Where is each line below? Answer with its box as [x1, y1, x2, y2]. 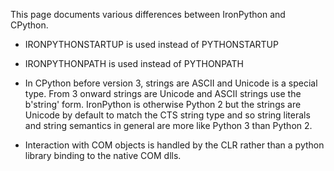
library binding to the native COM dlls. [24, 150, 182, 161]
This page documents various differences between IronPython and [10, 9, 286, 20]
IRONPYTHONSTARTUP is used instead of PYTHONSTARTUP [24, 39, 279, 50]
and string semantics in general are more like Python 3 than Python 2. [24, 120, 313, 131]
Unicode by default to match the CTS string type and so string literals [24, 109, 311, 121]
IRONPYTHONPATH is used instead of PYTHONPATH [24, 58, 244, 69]
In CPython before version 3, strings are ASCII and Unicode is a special [24, 77, 318, 89]
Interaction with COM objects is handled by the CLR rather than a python [24, 139, 325, 151]
